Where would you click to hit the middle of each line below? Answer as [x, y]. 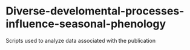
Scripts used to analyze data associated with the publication [80, 40]
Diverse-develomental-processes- [95, 11]
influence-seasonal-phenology [86, 24]
